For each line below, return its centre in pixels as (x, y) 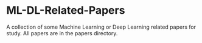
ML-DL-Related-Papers (66, 10)
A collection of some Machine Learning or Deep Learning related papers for (101, 27)
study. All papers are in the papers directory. (62, 33)
